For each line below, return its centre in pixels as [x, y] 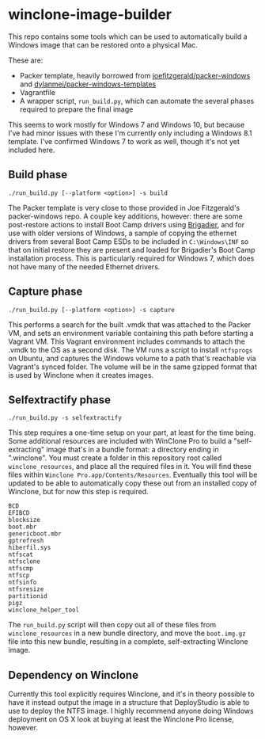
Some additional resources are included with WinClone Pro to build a [120, 441]
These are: [26, 60]
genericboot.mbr [35, 534]
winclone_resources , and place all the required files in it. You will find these [130, 467]
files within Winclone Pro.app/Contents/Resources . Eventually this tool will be [133, 475]
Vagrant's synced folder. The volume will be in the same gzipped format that [132, 367]
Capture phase [45, 292]
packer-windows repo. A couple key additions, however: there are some [125, 216]
